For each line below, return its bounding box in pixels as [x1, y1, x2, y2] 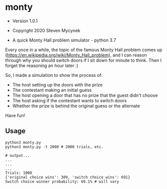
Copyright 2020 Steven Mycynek [12, 27, 81, 33]
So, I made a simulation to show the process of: [5, 72, 103, 78]
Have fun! [5, 112, 25, 118]
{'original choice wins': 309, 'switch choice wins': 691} [5, 175, 131, 180]
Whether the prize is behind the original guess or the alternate [12, 103, 141, 109]
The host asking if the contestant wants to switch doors [12, 97, 127, 103]
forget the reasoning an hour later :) [5, 63, 79, 68]
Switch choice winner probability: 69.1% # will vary [5, 179, 120, 184]
